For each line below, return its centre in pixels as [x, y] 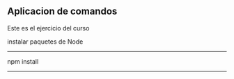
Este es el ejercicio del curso [48, 28]
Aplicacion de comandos [62, 11]
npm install [23, 61]
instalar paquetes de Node [45, 42]
